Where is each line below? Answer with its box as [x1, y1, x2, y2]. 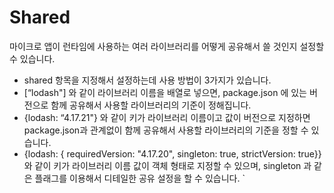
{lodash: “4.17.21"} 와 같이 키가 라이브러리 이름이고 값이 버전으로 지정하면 [23, 111, 311, 123]
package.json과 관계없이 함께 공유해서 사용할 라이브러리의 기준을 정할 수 [23, 124, 309, 136]
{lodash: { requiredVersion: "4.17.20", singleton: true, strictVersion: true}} [23, 147, 322, 160]
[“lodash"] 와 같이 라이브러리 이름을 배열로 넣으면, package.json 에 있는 [23, 86, 307, 98]
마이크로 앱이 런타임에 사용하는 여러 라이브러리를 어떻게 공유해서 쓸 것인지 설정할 [9, 40, 325, 52]
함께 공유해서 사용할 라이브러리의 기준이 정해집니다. [50, 99, 252, 111]
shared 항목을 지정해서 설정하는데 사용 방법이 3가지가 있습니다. [23, 74, 272, 86]
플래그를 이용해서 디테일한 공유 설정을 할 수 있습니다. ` [34, 172, 246, 184]
